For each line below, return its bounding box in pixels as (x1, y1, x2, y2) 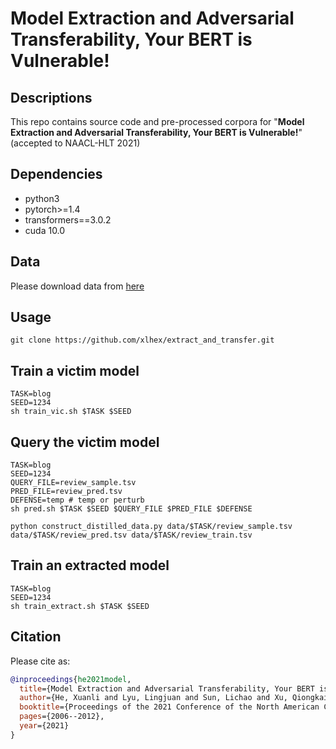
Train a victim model (10, 362, 140, 379)
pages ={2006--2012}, (19, 712, 105, 722)
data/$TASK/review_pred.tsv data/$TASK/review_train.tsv (10, 530, 253, 541)
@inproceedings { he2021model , (10, 674, 132, 684)
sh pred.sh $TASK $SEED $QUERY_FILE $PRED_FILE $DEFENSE (10, 504, 253, 514)
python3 (24, 192, 60, 204)
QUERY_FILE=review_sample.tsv (10, 478, 137, 488)
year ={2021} (19, 721, 70, 731)
